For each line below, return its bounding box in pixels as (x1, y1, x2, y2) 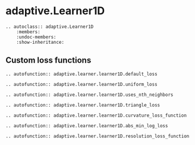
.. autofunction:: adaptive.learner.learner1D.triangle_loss (5, 102, 161, 108)
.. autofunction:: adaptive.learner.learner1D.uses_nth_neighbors (5, 92, 174, 98)
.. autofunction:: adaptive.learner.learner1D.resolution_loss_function (5, 133, 190, 139)
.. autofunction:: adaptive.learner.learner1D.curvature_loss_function (5, 112, 187, 118)
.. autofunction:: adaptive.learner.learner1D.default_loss (5, 71, 158, 77)
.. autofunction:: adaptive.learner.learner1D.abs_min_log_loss (5, 123, 168, 128)
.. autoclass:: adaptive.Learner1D (5, 24, 94, 30)
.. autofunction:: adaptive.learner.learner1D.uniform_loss (5, 81, 158, 87)
